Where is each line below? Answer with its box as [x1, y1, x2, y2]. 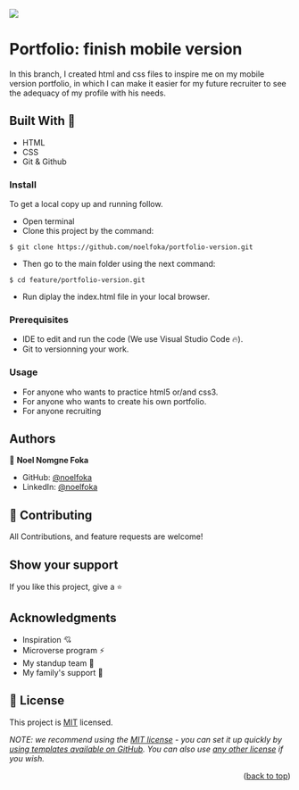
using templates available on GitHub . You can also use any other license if [9, 744, 284, 754]
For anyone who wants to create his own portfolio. [21, 395, 207, 406]
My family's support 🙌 [21, 667, 104, 678]
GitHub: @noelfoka [21, 472, 92, 483]
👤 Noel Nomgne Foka [9, 455, 89, 466]
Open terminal [21, 216, 75, 227]
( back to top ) [243, 770, 291, 781]
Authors [9, 431, 56, 446]
